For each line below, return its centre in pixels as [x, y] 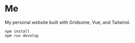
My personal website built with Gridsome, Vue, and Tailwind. [67, 22]
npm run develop [22, 36]
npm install [17, 31]
